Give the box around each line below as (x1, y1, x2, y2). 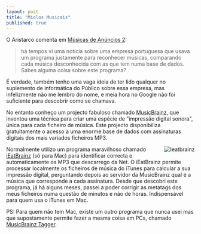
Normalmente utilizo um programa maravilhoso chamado (6, 146, 147, 153)
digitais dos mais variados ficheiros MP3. (6, 134, 108, 141)
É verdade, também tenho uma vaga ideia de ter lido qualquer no (6, 78, 166, 85)
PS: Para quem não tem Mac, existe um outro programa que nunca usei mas (6, 208, 194, 215)
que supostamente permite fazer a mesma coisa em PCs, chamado (6, 214, 172, 221)
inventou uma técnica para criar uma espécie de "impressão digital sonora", (6, 115, 193, 122)
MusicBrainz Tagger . (6, 221, 57, 228)
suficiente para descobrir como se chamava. (6, 97, 117, 104)
